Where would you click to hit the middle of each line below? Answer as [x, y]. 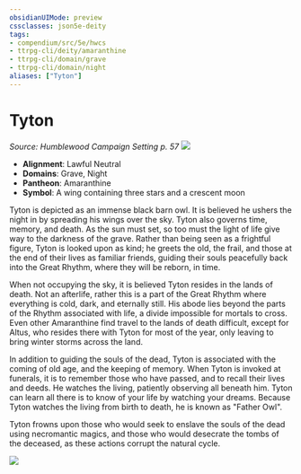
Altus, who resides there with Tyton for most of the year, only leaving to [142, 332]
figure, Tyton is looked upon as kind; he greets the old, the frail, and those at [150, 248]
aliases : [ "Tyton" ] [46, 76]
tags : [19, 34]
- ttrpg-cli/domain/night [58, 68]
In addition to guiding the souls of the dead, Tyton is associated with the [143, 359]
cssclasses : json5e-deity [58, 26]
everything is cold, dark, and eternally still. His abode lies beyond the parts [147, 303]
